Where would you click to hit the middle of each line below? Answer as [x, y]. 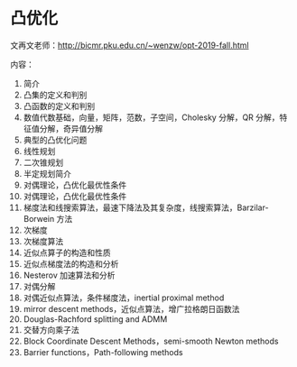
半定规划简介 [47, 173]
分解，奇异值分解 [71, 128]
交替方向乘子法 [51, 329]
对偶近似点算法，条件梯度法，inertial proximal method [124, 298]
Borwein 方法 [48, 218]
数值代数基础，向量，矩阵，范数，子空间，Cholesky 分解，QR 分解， [151, 117]
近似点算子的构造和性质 [67, 252]
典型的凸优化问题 [55, 140]
